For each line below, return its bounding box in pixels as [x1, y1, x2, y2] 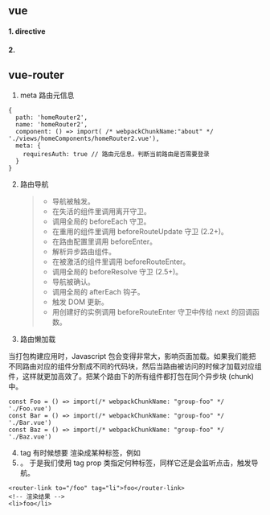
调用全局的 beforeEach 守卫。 [51, 216, 151, 226]
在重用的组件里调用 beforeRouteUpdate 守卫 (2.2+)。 [51, 227, 229, 237]
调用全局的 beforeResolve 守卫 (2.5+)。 [51, 267, 183, 277]
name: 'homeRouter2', [15, 121, 88, 129]
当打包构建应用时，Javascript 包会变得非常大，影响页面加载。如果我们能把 [8, 352, 256, 361]
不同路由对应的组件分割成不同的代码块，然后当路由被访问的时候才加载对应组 [8, 361, 262, 371]
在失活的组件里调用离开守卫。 [51, 207, 151, 216]
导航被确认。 [51, 277, 95, 286]
